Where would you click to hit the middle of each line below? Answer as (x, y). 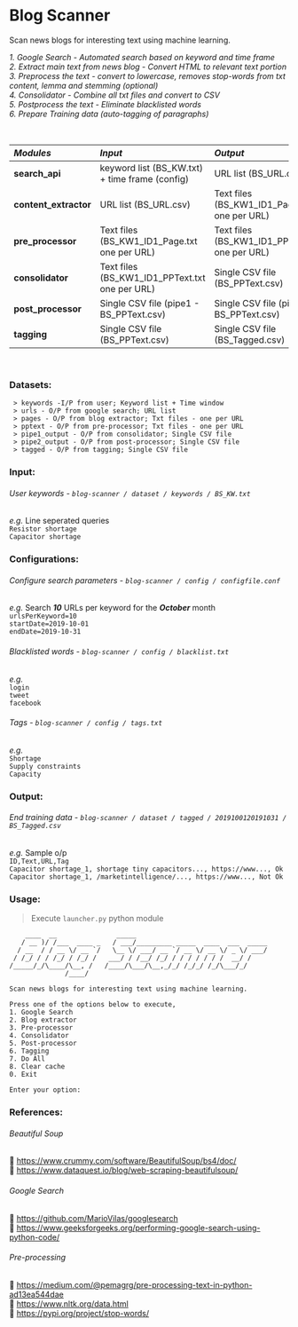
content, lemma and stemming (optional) (84, 85)
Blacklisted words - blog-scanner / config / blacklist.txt (119, 652)
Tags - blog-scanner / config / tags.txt (86, 723)
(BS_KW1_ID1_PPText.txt (153, 278)
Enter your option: (45, 1090)
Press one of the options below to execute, (93, 1005)
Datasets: (31, 384)
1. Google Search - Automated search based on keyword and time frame (142, 57)
